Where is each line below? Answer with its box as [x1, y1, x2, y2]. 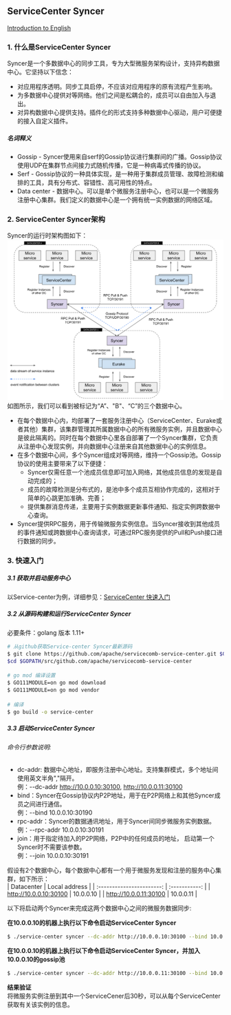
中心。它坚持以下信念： [7, 68, 74, 76]
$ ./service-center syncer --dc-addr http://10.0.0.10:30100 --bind [7, 933, 208, 941]
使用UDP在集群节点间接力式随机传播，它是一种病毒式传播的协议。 [16, 161, 205, 169]
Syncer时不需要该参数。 [16, 843, 86, 851]
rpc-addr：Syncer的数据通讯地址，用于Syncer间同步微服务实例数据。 [16, 817, 215, 826]
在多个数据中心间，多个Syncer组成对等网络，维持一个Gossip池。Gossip [16, 450, 221, 459]
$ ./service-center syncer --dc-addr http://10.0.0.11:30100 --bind [7, 970, 208, 977]
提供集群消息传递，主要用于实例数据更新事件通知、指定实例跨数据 [27, 502, 214, 510]
